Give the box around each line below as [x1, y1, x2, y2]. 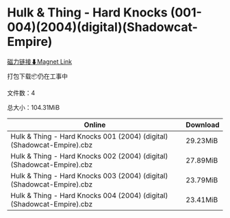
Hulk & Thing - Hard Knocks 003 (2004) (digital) [10, 171, 168, 180]
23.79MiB [186, 175, 218, 184]
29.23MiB [186, 136, 218, 145]
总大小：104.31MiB [7, 103, 60, 111]
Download [186, 120, 220, 130]
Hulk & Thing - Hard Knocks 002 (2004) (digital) [10, 151, 168, 160]
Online [84, 120, 106, 130]
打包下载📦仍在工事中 [7, 72, 68, 80]
